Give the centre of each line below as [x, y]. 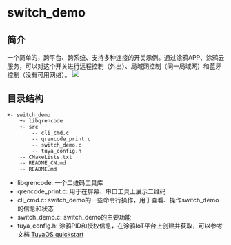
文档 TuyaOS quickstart [50, 234]
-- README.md [38, 169]
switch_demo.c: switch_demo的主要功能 [74, 217]
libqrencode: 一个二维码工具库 [60, 182]
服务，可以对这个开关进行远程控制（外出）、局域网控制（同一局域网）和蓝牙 [114, 66]
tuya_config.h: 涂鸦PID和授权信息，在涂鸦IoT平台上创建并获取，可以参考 [120, 226]
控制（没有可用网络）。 [39, 75]
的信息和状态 [35, 209]
